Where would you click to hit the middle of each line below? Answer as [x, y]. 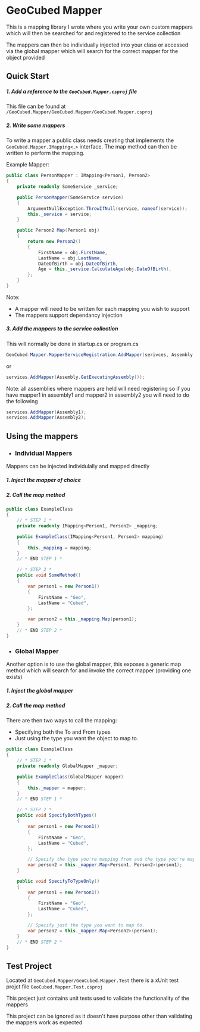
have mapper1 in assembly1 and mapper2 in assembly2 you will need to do [98, 395]
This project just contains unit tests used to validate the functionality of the [98, 998]
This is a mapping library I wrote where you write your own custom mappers [100, 27]
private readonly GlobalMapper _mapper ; [68, 766]
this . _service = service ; [60, 214]
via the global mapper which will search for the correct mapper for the [92, 51]
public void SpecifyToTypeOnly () [58, 881]
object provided [26, 57]
